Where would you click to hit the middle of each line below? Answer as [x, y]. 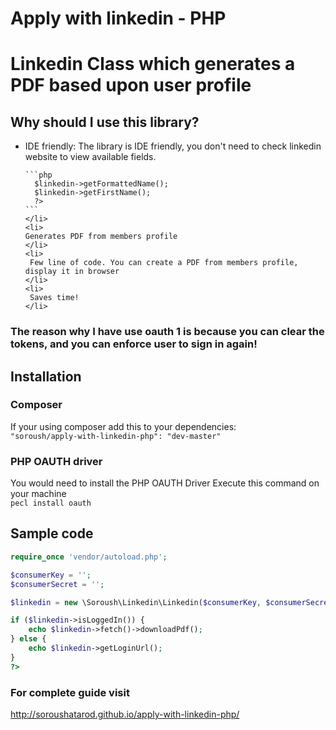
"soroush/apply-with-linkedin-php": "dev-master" [116, 436]
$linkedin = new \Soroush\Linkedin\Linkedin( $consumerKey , [136, 602]
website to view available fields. [90, 157]
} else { [28, 639]
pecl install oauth [51, 503]
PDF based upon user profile [131, 85]
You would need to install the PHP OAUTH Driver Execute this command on [165, 483]
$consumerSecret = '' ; [57, 584]
